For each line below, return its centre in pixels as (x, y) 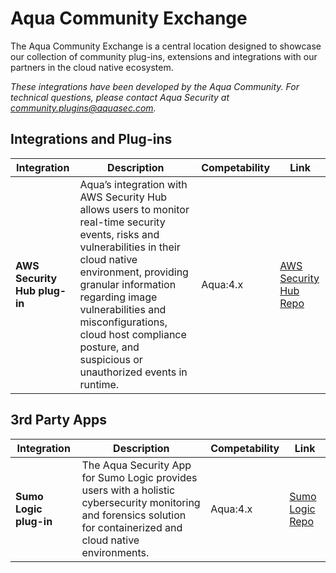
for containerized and (132, 527)
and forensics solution (134, 515)
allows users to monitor (134, 209)
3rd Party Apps (58, 420)
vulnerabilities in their (130, 247)
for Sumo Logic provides (139, 477)
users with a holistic (128, 490)
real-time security (122, 222)
